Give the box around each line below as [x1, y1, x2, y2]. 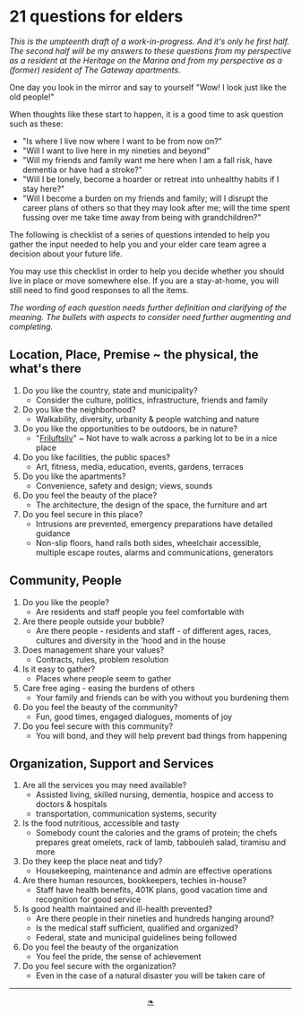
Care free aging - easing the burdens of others [21, 682, 195, 693]
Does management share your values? [21, 644, 165, 655]
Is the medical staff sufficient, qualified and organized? [35, 923, 239, 933]
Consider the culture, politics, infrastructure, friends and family [35, 395, 269, 405]
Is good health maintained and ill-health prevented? [21, 904, 213, 915]
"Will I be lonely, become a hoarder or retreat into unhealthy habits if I [21, 173, 279, 185]
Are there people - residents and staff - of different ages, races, [35, 625, 271, 636]
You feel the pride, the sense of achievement [35, 951, 202, 962]
